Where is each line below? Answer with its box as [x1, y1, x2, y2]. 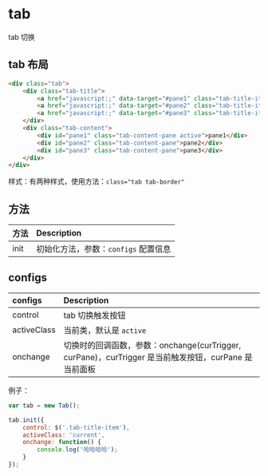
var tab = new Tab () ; [8, 401, 81, 410]
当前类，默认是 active [63, 324, 147, 335]
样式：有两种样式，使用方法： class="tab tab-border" [8, 177, 185, 186]
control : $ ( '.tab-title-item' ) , [22, 423, 130, 431]
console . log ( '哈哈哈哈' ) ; [37, 446, 118, 454]
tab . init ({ [8, 416, 45, 424]
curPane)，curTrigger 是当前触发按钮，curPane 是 [63, 351, 253, 363]
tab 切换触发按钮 [63, 309, 126, 320]
